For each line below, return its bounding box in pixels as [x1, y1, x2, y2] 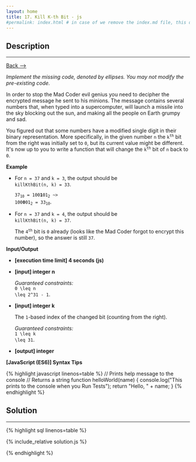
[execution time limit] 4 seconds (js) [14, 257, 104, 264]
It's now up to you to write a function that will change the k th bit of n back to [6, 146, 188, 153]
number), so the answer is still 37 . [14, 234, 95, 241]
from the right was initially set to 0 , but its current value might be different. [6, 140, 184, 147]
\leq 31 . [14, 336, 35, 343]
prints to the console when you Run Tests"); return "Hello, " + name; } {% [6, 382, 183, 389]
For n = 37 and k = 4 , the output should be [14, 210, 118, 217]
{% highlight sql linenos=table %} [6, 426, 87, 433]
